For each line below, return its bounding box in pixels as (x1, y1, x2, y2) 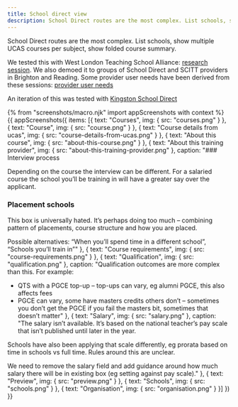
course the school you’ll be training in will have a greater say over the (7, 175, 210, 183)
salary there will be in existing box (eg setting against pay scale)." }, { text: (7, 369, 224, 377)
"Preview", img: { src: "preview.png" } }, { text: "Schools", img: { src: (7, 376, 205, 385)
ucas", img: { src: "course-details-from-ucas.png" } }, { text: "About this (7, 131, 217, 139)
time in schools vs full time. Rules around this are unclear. (7, 347, 176, 356)
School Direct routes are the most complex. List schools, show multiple (7, 36, 215, 45)
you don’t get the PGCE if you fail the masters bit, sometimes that (17, 303, 209, 313)
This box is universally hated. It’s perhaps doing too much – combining (7, 216, 213, 224)
